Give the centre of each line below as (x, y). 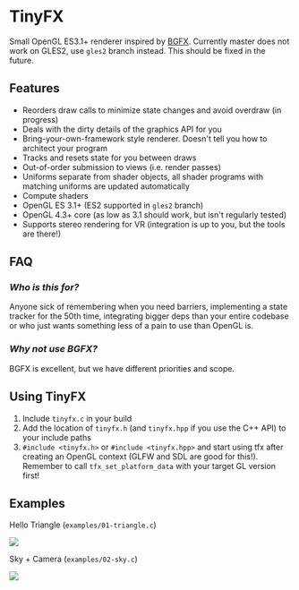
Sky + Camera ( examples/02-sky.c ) (74, 559)
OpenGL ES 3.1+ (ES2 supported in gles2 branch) (113, 205)
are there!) (42, 234)
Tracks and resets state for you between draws (109, 158)
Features (34, 88)
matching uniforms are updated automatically (106, 186)
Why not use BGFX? (54, 349)
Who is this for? (44, 287)
